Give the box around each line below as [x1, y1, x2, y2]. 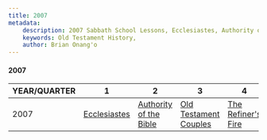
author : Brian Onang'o [22, 41, 98, 49]
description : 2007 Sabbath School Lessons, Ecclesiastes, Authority [22, 26, 254, 34]
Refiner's [227, 108, 261, 119]
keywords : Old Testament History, [22, 33, 137, 42]
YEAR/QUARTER [12, 85, 76, 96]
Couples [180, 119, 212, 130]
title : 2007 [8, 11, 48, 20]
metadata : [8, 19, 41, 27]
